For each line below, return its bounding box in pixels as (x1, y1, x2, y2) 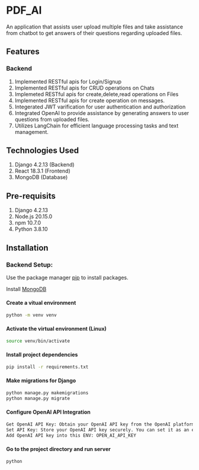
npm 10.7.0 (14, 219, 41, 226)
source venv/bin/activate (6, 338, 70, 344)
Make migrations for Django (6, 377, 76, 384)
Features (6, 47, 40, 57)
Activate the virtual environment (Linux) (6, 325, 107, 332)
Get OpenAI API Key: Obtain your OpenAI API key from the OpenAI (6, 421, 171, 427)
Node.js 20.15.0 (14, 213, 53, 220)
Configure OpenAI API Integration (6, 408, 91, 415)
